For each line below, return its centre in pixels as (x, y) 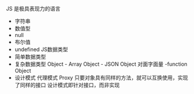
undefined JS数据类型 (41, 49)
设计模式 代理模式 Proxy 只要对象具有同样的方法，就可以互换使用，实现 (101, 78)
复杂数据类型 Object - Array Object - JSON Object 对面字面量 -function (101, 64)
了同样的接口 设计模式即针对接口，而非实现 (67, 85)
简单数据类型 (30, 57)
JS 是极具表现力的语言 (33, 9)
